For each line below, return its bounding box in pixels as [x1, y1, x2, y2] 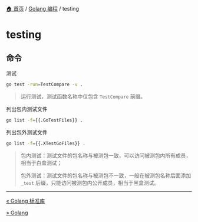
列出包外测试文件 [6, 129, 48, 136]
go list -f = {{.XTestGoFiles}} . [6, 141, 85, 146]
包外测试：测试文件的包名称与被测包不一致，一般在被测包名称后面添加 [20, 172, 192, 179]
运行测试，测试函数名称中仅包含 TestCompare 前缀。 [20, 93, 146, 100]
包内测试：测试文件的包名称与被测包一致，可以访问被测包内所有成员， [20, 152, 192, 159]
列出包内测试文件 [6, 105, 48, 112]
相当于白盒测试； [20, 159, 62, 166]
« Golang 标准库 [6, 197, 45, 204]
